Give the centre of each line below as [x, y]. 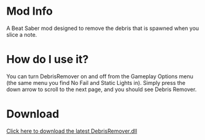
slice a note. [22, 34]
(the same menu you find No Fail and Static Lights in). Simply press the [96, 83]
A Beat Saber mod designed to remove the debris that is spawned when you [103, 28]
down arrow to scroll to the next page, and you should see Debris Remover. [102, 89]
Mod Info [30, 11]
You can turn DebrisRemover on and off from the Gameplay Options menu [100, 76]
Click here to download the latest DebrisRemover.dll [72, 131]
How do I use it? [48, 60]
